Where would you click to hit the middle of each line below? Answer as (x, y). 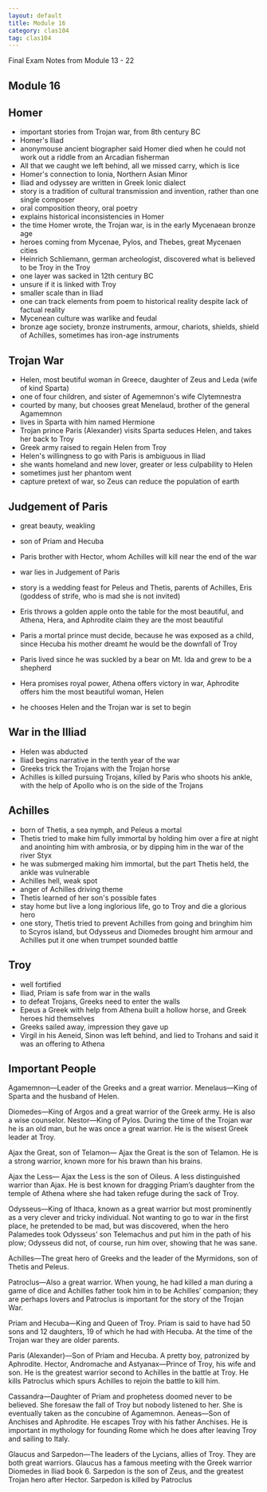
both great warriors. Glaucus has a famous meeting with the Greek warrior (130, 1463)
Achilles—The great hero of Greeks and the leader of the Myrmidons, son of (133, 1258)
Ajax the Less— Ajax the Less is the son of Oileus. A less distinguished (124, 1177)
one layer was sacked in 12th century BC (86, 276)
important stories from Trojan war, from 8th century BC (110, 132)
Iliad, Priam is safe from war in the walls (85, 993)
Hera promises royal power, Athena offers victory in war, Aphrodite (129, 684)
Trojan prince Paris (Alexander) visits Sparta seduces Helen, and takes (136, 431)
